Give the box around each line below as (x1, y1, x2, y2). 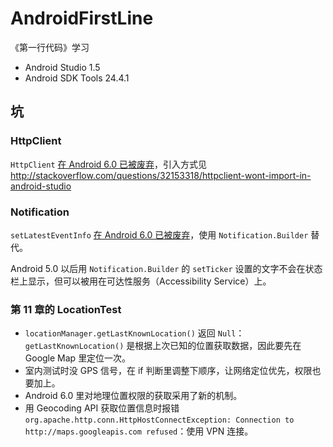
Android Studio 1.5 (24, 61, 101, 73)
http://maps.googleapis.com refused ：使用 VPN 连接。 (24, 425, 254, 437)
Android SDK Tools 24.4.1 (24, 72, 130, 84)
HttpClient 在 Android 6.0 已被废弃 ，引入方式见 (10, 158, 207, 170)
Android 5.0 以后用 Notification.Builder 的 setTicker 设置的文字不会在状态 (10, 262, 323, 274)
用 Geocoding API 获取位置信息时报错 (24, 402, 180, 414)
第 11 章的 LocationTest (10, 302, 122, 316)
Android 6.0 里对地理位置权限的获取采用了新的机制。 (24, 390, 243, 402)
